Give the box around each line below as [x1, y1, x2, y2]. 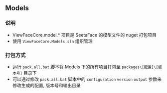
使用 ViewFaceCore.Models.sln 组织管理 [12, 38, 93, 44]
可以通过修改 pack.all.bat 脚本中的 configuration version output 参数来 [12, 76, 162, 82]
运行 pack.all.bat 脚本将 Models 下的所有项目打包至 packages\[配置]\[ [12, 64, 159, 70]
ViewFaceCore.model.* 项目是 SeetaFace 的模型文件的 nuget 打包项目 [12, 32, 157, 38]
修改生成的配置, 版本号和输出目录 [12, 82, 81, 88]
